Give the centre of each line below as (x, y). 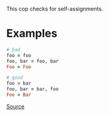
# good (15, 78)
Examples (32, 34)
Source (15, 106)
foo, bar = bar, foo (33, 89)
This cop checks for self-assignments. (55, 9)
